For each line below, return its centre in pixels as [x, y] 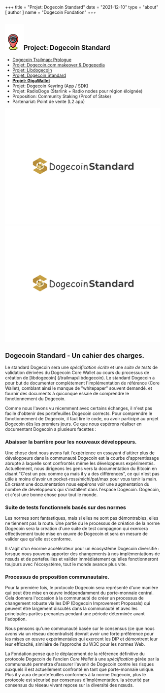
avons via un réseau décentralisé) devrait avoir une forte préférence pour [80, 634]
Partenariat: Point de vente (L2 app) [49, 101]
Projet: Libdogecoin [32, 70]
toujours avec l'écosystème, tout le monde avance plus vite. [66, 564]
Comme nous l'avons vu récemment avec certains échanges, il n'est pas [79, 409]
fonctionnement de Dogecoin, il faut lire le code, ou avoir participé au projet [82, 419]
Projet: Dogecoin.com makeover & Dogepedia [58, 65]
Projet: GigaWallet [31, 80]
